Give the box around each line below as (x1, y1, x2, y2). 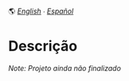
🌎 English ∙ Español (8, 6, 74, 16)
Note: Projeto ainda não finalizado (8, 63, 122, 73)
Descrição (8, 37, 78, 56)
